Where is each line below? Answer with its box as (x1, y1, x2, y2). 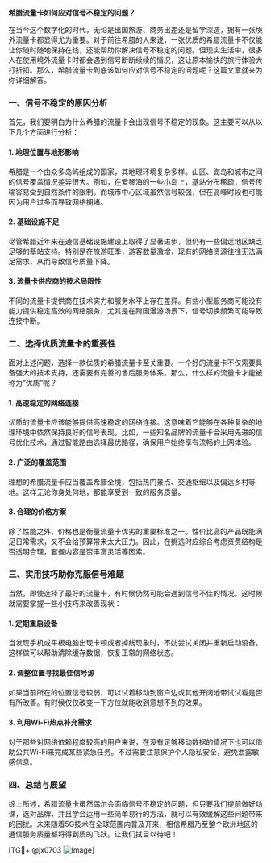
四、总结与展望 (8, 779, 67, 790)
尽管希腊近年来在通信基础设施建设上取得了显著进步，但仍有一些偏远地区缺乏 (8, 236, 263, 246)
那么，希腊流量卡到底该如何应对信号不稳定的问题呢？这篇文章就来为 (35, 65, 263, 75)
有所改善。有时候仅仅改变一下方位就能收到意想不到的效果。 (8, 697, 206, 707)
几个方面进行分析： (15, 127, 79, 137)
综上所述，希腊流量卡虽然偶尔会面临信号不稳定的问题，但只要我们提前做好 (8, 799, 256, 809)
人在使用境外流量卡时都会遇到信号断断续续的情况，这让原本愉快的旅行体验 (8, 56, 256, 64)
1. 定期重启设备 (8, 618, 58, 628)
